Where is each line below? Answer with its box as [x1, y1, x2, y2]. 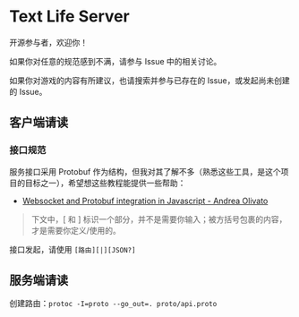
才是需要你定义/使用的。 [30, 225, 121, 236]
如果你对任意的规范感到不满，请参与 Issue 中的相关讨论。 [9, 56, 222, 66]
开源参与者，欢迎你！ [9, 37, 88, 47]
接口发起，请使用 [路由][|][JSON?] [9, 244, 136, 254]
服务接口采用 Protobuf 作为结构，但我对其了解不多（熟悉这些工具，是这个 [9, 166, 282, 176]
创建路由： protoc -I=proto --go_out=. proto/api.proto [9, 298, 218, 309]
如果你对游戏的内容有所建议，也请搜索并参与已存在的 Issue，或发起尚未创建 [9, 74, 290, 86]
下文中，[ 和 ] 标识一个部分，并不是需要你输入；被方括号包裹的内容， [30, 213, 287, 225]
